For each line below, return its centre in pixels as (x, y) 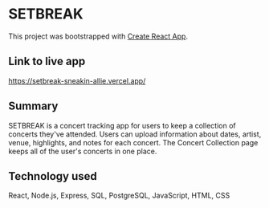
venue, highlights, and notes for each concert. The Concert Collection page (133, 142)
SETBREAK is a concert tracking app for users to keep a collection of (122, 125)
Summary (33, 106)
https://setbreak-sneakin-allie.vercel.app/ (77, 80)
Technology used (53, 176)
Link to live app (47, 61)
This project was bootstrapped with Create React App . (98, 36)
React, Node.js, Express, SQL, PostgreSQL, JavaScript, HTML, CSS (119, 196)
